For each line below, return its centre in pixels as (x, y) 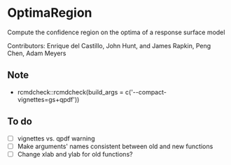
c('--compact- (146, 92)
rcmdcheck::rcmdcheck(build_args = (70, 92)
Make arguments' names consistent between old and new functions (115, 146)
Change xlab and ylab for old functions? (75, 154)
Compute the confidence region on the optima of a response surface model (116, 32)
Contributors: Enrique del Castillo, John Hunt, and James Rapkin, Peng (109, 45)
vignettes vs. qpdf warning (56, 138)
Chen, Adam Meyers (37, 53)
